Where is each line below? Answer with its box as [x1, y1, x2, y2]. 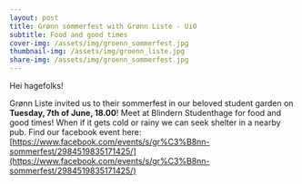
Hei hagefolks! [9, 81, 64, 91]
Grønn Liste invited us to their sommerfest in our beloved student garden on [9, 98, 294, 109]
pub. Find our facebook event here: [9, 127, 142, 137]
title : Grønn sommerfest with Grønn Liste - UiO [9, 22, 197, 31]
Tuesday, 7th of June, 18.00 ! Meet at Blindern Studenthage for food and [9, 108, 282, 118]
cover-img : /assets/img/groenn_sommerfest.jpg [9, 38, 189, 48]
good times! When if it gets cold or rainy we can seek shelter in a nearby [9, 117, 281, 128]
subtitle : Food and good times [9, 30, 128, 39]
